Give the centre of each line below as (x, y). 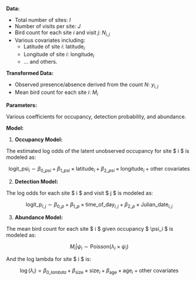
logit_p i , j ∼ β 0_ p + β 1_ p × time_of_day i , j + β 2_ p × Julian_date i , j (99, 205)
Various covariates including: (50, 40)
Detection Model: (36, 181)
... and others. (40, 62)
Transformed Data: (30, 73)
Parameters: (22, 105)
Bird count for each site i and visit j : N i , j (62, 33)
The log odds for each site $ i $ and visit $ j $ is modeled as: (80, 193)
